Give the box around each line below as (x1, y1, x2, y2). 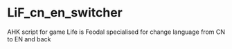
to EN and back (7, 35, 51, 43)
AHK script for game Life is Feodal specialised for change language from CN (7, 28, 226, 36)
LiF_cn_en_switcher (7, 5, 123, 21)
